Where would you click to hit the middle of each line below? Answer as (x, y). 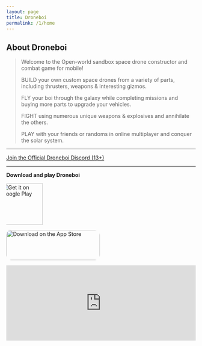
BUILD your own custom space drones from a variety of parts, (98, 80)
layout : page (23, 12)
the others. (34, 122)
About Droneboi (37, 47)
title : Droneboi (26, 17)
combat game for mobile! (52, 68)
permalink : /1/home (31, 23)
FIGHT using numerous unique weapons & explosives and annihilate (105, 116)
